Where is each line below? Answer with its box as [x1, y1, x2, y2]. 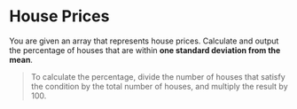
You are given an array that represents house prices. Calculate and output [9, 35, 279, 46]
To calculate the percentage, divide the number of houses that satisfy [30, 71, 285, 82]
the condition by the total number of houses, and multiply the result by [30, 81, 288, 91]
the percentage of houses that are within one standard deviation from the [9, 44, 281, 55]
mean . [9, 54, 34, 65]
